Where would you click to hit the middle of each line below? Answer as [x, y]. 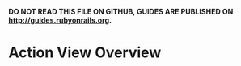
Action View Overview [85, 53]
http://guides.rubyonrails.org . [60, 20]
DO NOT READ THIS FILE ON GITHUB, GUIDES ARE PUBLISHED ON [121, 12]
